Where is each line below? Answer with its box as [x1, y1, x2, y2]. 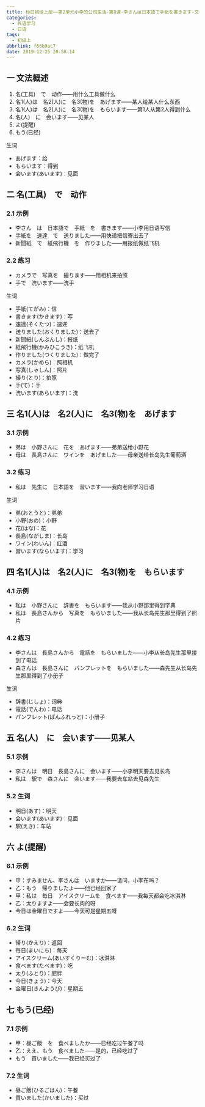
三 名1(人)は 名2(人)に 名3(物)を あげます [6, 408, 177, 419]
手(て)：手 [15, 381, 41, 389]
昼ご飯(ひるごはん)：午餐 [15, 1086, 79, 1094]
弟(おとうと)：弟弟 [15, 509, 63, 517]
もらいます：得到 [15, 162, 59, 169]
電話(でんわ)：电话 [15, 705, 63, 713]
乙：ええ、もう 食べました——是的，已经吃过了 [15, 1047, 138, 1054]
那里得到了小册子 [20, 672, 64, 679]
